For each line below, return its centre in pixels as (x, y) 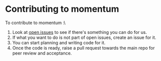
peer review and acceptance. (42, 53)
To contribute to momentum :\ (35, 23)
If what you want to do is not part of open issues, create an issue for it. (84, 37)
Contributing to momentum (62, 9)
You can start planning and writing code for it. (59, 42)
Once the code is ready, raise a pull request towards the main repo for (83, 48)
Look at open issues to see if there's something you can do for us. (80, 32)
